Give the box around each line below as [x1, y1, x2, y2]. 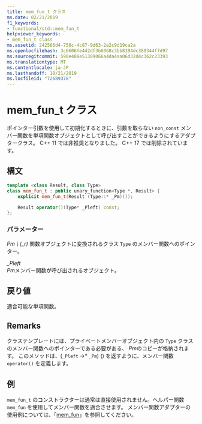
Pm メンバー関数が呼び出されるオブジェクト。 [7, 266, 120, 273]
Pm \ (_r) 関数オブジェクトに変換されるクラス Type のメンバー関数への [7, 240, 180, 247]
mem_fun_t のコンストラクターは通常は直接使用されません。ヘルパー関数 [7, 396, 185, 403]
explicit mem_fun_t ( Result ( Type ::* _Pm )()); [17, 193, 134, 200]
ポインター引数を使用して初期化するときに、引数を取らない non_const [7, 124, 179, 132]
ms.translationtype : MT [7, 59, 67, 65]
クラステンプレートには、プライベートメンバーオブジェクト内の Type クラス [7, 337, 194, 345]
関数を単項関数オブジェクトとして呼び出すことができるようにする [17, 132, 180, 139]
